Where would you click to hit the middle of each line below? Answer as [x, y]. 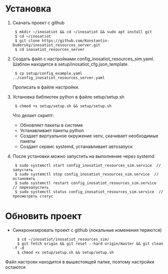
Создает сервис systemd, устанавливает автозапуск [76, 146]
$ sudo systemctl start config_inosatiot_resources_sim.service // [88, 165]
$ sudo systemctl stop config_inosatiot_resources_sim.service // [87, 174]
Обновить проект [43, 216]
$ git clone [27, 41]
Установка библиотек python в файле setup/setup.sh [68, 97]
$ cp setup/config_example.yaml [49, 73]
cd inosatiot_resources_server [52, 49]
